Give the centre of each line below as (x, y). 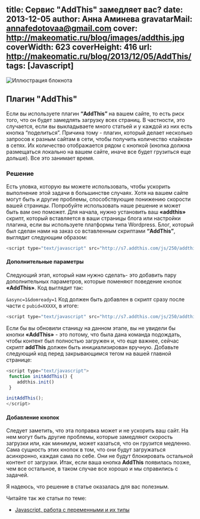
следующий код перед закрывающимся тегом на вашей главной (89, 353)
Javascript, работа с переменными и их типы (72, 510)
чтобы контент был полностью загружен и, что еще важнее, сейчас (93, 341)
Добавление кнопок (33, 417)
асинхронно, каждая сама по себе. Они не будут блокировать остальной (100, 456)
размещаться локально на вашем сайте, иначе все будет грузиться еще (99, 151)
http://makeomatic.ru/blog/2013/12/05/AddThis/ (99, 57)
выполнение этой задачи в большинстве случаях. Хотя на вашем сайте (97, 193)
